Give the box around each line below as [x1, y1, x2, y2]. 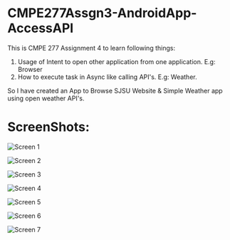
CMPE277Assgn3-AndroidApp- [7, 5, 197, 21]
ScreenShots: [7, 119, 90, 135]
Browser [17, 65, 43, 73]
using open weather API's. [7, 94, 85, 103]
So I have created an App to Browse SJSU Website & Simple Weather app [7, 86, 223, 95]
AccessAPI [7, 20, 74, 36]
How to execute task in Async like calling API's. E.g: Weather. [17, 73, 197, 81]
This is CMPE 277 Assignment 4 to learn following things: [7, 43, 176, 52]
